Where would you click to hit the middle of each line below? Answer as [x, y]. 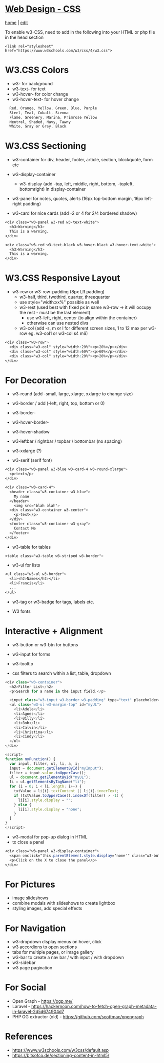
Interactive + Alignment [54, 631]
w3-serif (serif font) [32, 460]
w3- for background [32, 83]
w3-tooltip [22, 663]
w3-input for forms [31, 654]
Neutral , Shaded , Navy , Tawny [40, 122]
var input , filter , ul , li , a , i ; [44, 763]
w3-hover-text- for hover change [45, 99]
